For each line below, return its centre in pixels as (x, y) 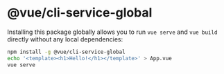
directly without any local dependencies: (65, 39)
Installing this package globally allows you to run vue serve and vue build (112, 32)
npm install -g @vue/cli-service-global (67, 52)
